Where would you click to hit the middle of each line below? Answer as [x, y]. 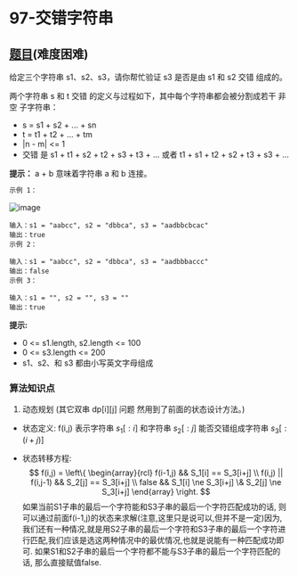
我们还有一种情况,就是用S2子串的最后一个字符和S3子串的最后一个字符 [150, 529]
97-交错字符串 [61, 18]
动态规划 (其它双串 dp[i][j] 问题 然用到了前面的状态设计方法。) [133, 409]
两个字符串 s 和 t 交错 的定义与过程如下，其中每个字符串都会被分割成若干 [143, 96]
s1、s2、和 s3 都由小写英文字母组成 [88, 363]
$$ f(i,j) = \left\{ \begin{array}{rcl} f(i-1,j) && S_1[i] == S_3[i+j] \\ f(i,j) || [156, 473]
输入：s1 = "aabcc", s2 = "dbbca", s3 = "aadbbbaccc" [109, 261]
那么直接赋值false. [68, 562]
